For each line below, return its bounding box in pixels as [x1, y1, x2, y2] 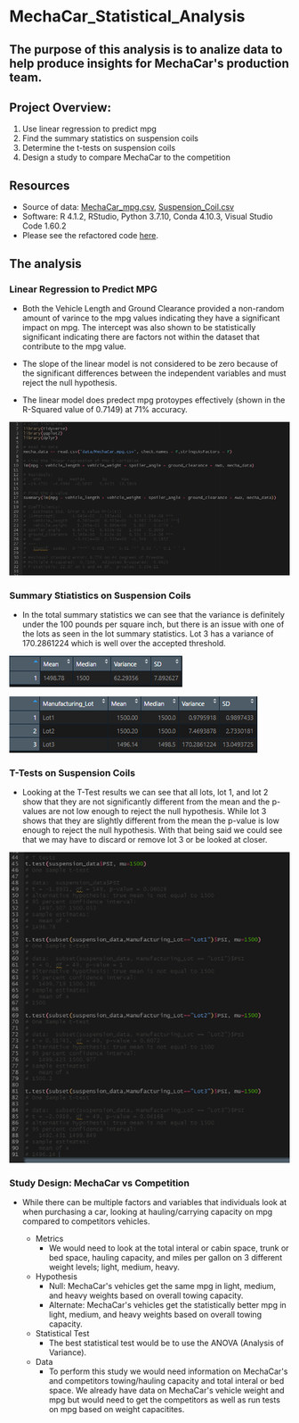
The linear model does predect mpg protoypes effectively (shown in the [21, 395, 286, 405]
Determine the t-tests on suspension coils [21, 143, 176, 154]
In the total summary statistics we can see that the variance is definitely [21, 609, 285, 620]
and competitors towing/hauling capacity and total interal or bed [48, 1376, 285, 1386]
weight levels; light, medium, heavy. [48, 1261, 180, 1273]
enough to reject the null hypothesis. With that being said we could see [21, 825, 283, 836]
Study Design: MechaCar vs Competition [9, 1177, 190, 1189]
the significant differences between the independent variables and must [21, 368, 287, 379]
